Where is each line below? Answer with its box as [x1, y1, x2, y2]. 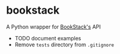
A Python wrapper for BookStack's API [6, 23, 101, 30]
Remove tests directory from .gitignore [14, 41, 115, 48]
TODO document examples [14, 34, 81, 42]
